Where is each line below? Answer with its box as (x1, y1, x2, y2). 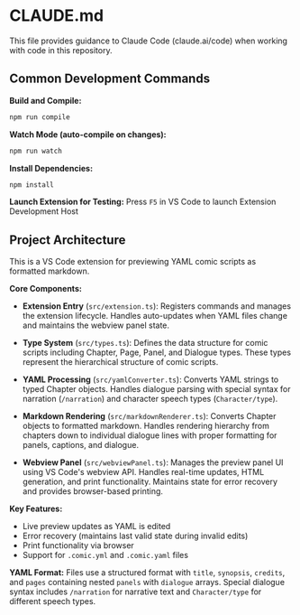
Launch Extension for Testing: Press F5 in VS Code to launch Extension (9, 196, 277, 208)
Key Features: (9, 503, 63, 515)
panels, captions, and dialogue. (22, 440, 140, 451)
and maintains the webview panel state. (22, 320, 169, 331)
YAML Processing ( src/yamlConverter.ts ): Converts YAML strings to (22, 374, 279, 385)
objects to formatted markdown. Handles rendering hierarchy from (22, 421, 270, 432)
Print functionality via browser (22, 540, 135, 551)
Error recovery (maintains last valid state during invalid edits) (22, 530, 249, 542)
